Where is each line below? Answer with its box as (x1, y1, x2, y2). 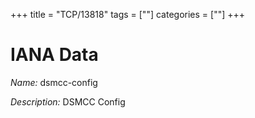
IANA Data (10, 44, 99, 66)
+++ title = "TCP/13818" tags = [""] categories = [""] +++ (10, 9, 246, 20)
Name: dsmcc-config (10, 76, 98, 88)
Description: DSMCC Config (10, 95, 126, 108)
